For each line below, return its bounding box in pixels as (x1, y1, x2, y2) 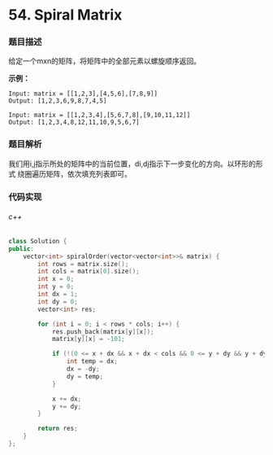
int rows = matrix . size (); (37, 260, 129, 268)
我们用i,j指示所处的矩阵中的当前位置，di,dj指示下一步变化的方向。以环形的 (8, 159, 256, 168)
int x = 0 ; (37, 275, 75, 283)
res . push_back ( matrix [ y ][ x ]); (51, 327, 154, 335)
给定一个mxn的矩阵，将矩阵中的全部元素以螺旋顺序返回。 (8, 56, 201, 66)
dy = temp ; (66, 372, 104, 380)
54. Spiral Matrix (8, 6, 123, 24)
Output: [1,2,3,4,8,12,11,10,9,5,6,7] (8, 118, 140, 127)
